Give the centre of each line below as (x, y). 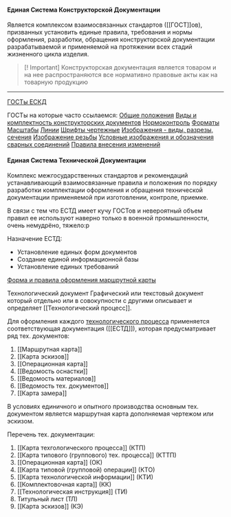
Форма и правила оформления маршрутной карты (82, 280)
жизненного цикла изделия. (48, 54)
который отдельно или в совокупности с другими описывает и (100, 301)
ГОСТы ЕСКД (27, 102)
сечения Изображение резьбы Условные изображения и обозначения (111, 137)
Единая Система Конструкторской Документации (84, 10)
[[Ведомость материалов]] (56, 379)
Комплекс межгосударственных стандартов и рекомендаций (98, 176)
